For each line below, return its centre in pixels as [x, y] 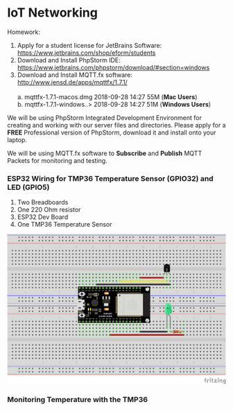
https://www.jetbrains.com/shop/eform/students [86, 53]
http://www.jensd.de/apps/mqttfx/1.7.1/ [72, 82]
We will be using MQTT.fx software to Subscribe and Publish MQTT [105, 153]
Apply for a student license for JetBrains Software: [89, 45]
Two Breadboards [43, 202]
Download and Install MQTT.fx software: [75, 75]
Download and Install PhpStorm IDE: [69, 60]
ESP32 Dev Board [43, 217]
